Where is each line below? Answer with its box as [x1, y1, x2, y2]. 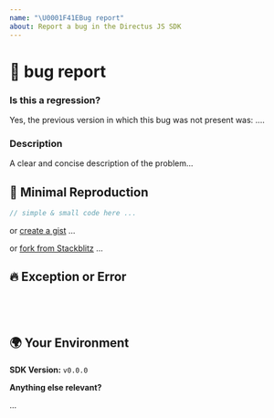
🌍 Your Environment [9, 335, 130, 351]
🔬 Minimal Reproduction [9, 184, 149, 200]
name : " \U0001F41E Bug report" [9, 13, 125, 23]
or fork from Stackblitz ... [9, 243, 103, 254]
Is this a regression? [9, 93, 101, 106]
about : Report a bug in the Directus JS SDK [9, 22, 182, 31]
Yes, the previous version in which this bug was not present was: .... [9, 114, 265, 125]
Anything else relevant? [9, 381, 102, 392]
